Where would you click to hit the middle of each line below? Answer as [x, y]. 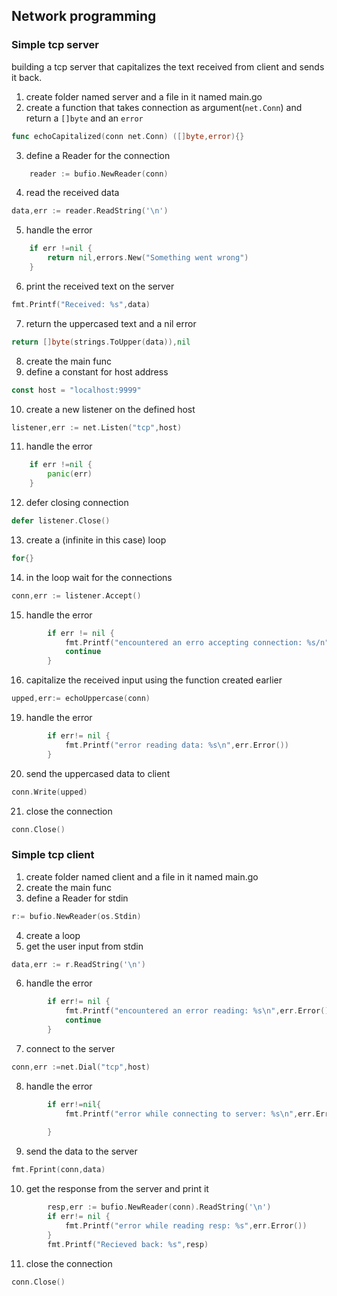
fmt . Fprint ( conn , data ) [58, 1170]
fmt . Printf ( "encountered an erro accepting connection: [183, 642]
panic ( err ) [70, 474]
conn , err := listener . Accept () [76, 595]
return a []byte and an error [84, 118]
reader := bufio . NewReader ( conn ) [99, 174]
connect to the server [70, 1048]
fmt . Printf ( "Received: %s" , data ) [81, 304]
